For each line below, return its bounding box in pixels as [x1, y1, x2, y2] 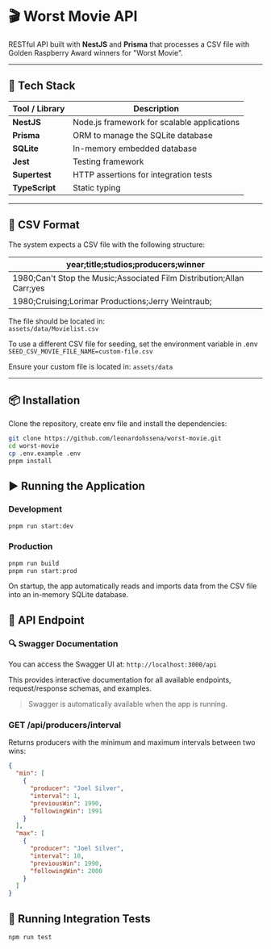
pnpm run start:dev [8, 522, 74, 530]
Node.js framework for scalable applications [72, 116, 240, 128]
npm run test [8, 934, 52, 942]
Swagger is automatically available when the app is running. [27, 700, 228, 709]
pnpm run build [8, 559, 60, 567]
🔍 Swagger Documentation [8, 638, 119, 649]
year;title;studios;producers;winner [65, 258, 206, 270]
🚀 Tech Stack [8, 79, 76, 93]
